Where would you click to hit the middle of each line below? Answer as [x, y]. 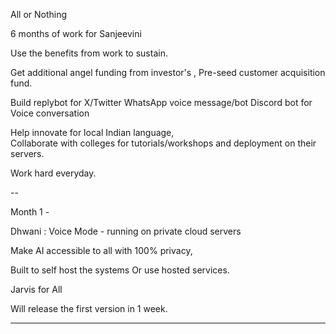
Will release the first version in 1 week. [89, 308]
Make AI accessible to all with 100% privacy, [101, 250]
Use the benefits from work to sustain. [89, 53]
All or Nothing [39, 14]
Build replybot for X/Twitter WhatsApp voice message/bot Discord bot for [161, 102]
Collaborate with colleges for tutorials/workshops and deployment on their [163, 143]
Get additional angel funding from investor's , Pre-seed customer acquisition [168, 72]
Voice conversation [50, 113]
